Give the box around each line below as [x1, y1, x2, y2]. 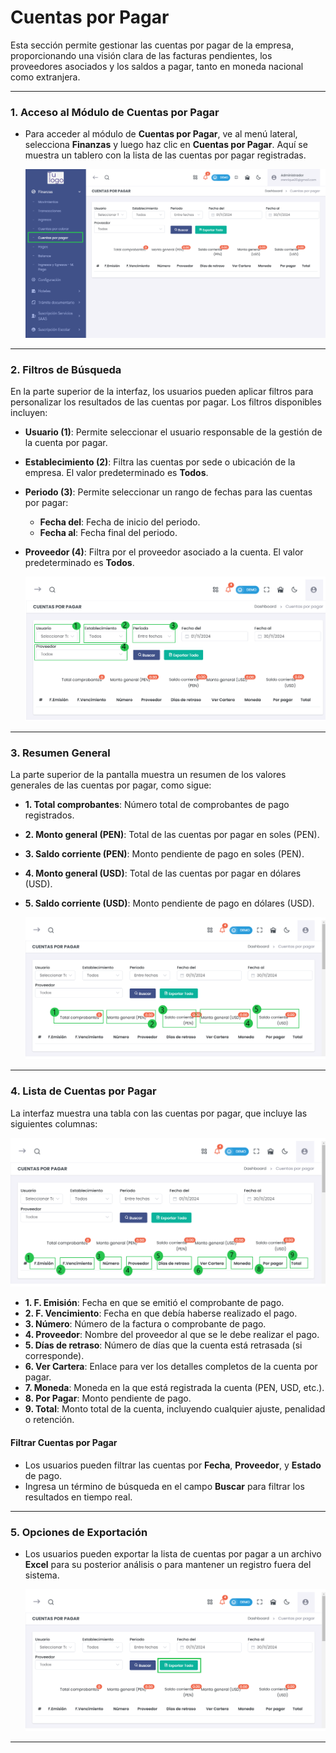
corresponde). [24, 1350, 85, 1362]
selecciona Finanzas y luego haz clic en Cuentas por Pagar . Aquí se [24, 139, 308, 151]
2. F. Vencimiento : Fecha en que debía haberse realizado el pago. [24, 1307, 298, 1320]
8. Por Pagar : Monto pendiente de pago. [24, 1392, 192, 1405]
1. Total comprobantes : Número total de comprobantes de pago [24, 798, 290, 810]
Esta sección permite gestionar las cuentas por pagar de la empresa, [10, 39, 294, 51]
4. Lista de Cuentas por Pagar [10, 1084, 157, 1098]
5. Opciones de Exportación [10, 1525, 148, 1539]
